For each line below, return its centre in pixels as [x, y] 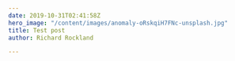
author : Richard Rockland [51, 38]
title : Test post [37, 30]
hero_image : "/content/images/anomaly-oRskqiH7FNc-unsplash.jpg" [118, 23]
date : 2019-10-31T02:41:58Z [55, 15]
